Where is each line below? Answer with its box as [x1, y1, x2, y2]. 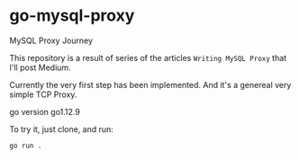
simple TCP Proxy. [9, 89, 77, 100]
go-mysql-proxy [9, 5, 135, 26]
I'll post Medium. [9, 62, 71, 73]
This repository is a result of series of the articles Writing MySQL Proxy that [9, 52, 286, 63]
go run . [9, 141, 42, 150]
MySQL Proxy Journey [9, 35, 93, 46]
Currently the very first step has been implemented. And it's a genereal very [9, 79, 292, 90]
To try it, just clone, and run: [9, 123, 114, 135]
